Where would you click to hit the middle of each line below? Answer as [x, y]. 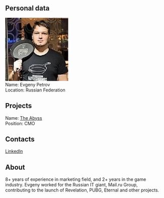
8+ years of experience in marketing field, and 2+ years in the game [76, 179]
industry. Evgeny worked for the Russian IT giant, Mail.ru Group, [71, 185]
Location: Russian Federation [35, 90]
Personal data [27, 8]
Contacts [20, 139]
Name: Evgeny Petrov [28, 84]
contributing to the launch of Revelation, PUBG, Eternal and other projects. [82, 190]
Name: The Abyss [24, 118]
